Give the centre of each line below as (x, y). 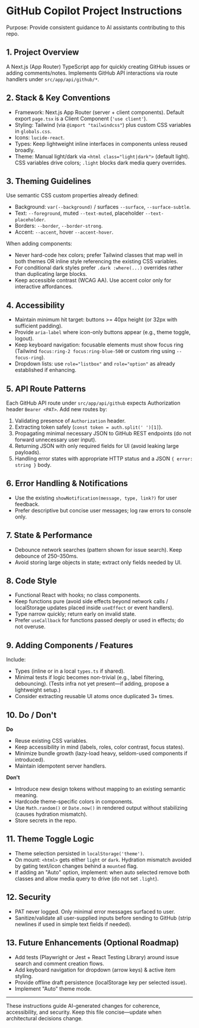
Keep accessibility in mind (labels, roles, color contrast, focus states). (99, 747)
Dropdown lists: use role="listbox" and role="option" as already (95, 364)
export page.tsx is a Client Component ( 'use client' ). (81, 118)
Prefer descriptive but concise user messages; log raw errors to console (103, 510)
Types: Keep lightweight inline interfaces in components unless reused (101, 144)
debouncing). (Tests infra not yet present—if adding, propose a (92, 684)
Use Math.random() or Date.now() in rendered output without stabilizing (101, 808)
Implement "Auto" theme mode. (53, 988)
